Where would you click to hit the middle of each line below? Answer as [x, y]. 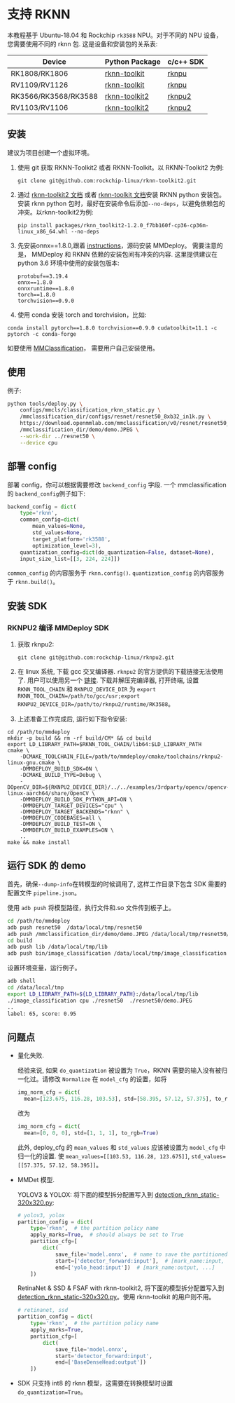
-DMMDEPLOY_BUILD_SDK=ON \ [59, 769]
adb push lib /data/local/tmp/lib [58, 947]
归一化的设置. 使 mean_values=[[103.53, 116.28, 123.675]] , [104, 1156]
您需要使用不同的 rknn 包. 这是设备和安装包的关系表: [83, 43]
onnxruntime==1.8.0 [46, 288]
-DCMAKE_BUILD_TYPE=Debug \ [60, 775]
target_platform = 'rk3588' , [72, 539]
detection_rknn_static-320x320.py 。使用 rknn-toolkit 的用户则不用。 [116, 1297]
